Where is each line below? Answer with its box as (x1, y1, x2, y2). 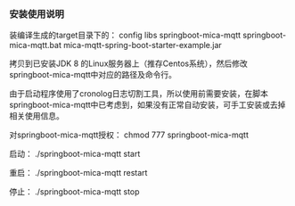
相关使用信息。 (9, 111, 64, 121)
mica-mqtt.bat (9, 40, 62, 51)
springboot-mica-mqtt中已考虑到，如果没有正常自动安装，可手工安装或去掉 (9, 100, 286, 111)
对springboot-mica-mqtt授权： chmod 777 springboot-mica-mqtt (9, 129, 250, 140)
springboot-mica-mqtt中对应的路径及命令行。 (9, 70, 176, 80)
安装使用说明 (9, 7, 65, 20)
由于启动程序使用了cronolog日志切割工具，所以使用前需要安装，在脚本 (9, 88, 269, 99)
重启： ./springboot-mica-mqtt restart (9, 168, 148, 178)
